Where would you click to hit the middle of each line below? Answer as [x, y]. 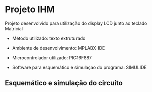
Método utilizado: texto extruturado [49, 38]
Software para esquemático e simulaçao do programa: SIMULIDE [79, 67]
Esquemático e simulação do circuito [64, 83]
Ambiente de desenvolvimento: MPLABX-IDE [58, 48]
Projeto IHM [30, 9]
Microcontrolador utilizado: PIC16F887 [52, 58]
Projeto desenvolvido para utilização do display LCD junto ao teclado [76, 23]
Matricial [14, 28]
